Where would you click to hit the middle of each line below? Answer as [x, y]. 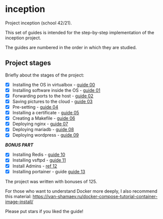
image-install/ [19, 202]
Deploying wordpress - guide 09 [45, 135]
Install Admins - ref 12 [35, 166]
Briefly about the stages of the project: [45, 75]
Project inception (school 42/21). [39, 23]
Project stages [28, 63]
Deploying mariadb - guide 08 [43, 130]
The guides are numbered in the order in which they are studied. [71, 47]
